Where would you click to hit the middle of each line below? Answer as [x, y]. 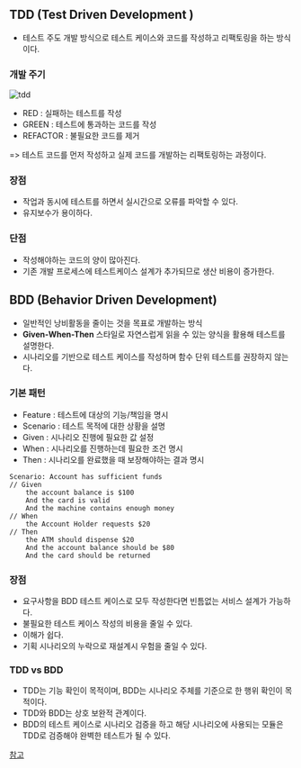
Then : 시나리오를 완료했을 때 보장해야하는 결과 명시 [113, 459]
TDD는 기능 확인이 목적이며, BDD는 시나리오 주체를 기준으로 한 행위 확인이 [152, 691]
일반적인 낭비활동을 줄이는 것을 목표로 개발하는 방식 [112, 322]
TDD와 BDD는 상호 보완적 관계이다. [84, 713]
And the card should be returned [88, 556]
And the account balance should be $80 [100, 547]
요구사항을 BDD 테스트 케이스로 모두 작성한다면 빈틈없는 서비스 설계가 [145, 601]
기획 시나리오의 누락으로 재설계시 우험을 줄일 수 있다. [115, 646]
